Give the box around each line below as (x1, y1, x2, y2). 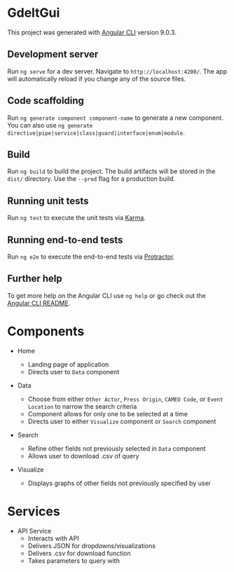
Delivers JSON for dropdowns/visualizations (27, 541, 156, 550)
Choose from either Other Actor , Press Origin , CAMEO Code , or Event (27, 395, 223, 403)
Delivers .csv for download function (27, 549, 131, 557)
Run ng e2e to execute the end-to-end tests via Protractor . (7, 252, 175, 261)
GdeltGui (7, 5, 60, 21)
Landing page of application (27, 360, 109, 369)
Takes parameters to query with (27, 556, 121, 565)
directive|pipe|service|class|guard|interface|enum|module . (7, 128, 185, 137)
